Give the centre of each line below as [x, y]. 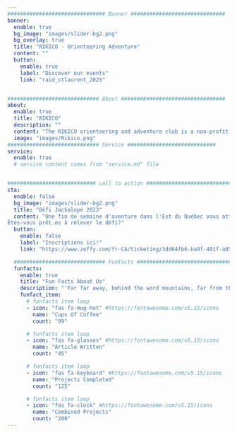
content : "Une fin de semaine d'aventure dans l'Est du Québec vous [116, 216]
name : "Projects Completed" [74, 379]
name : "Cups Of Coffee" [67, 314]
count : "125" [52, 386]
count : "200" [52, 419]
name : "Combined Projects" [72, 412]
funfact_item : [41, 295]
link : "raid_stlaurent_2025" [63, 80]
